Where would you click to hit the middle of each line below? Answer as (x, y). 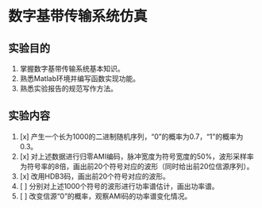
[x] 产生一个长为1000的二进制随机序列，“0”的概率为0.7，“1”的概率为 (131, 137)
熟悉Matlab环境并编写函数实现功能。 (80, 79)
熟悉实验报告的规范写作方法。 (68, 89)
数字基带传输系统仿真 (78, 16)
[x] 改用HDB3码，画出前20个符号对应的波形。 (95, 176)
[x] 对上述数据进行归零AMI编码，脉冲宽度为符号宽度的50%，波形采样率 (137, 156)
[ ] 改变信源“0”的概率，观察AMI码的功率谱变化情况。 (106, 196)
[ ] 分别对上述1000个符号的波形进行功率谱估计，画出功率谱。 (119, 186)
